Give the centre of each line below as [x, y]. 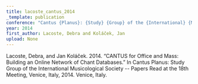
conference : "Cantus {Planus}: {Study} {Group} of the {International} [96, 22]
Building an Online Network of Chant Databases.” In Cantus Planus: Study [95, 62]
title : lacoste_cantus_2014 [41, 12]
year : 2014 [19, 28]
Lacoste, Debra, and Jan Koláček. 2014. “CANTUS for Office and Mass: [92, 56]
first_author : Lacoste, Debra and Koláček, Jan [66, 34]
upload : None [22, 39]
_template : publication [35, 17]
